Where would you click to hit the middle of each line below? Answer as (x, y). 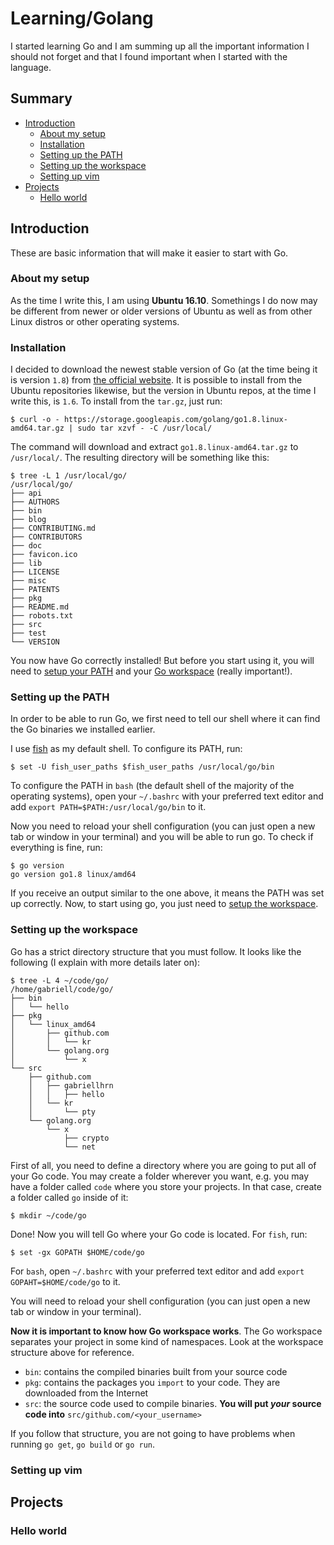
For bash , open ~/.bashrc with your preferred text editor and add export (157, 1271)
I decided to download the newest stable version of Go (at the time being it (164, 369)
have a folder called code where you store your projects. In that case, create (166, 1186)
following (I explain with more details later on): (105, 962)
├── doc (26, 546)
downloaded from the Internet (86, 1393)
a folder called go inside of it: (69, 1197)
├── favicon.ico (44, 555)
